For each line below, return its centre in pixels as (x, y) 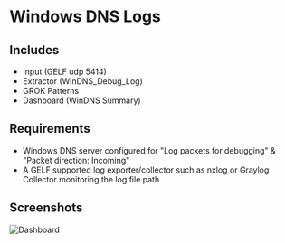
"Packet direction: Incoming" (76, 160)
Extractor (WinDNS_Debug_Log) (82, 81)
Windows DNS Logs (85, 17)
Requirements (50, 129)
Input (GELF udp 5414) (64, 71)
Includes (34, 50)
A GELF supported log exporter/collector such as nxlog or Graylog (146, 170)
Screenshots (46, 208)
